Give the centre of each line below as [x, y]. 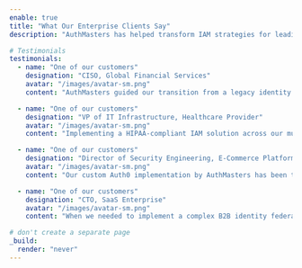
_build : [24, 241]
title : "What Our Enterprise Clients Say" [90, 26]
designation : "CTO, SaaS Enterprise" [96, 200]
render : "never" [48, 249]
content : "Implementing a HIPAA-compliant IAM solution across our [154, 134]
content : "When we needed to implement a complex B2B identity [147, 217]
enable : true [34, 18]
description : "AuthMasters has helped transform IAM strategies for [140, 34]
